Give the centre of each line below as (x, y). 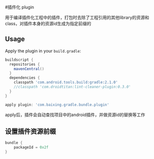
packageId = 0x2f (31, 147)
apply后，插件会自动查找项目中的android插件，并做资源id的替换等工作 (75, 115)
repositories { (25, 64)
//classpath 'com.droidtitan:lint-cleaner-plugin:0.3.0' (72, 87)
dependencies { (25, 78)
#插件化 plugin (20, 7)
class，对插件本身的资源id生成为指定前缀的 (48, 24)
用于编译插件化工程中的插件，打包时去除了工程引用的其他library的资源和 (77, 18)
